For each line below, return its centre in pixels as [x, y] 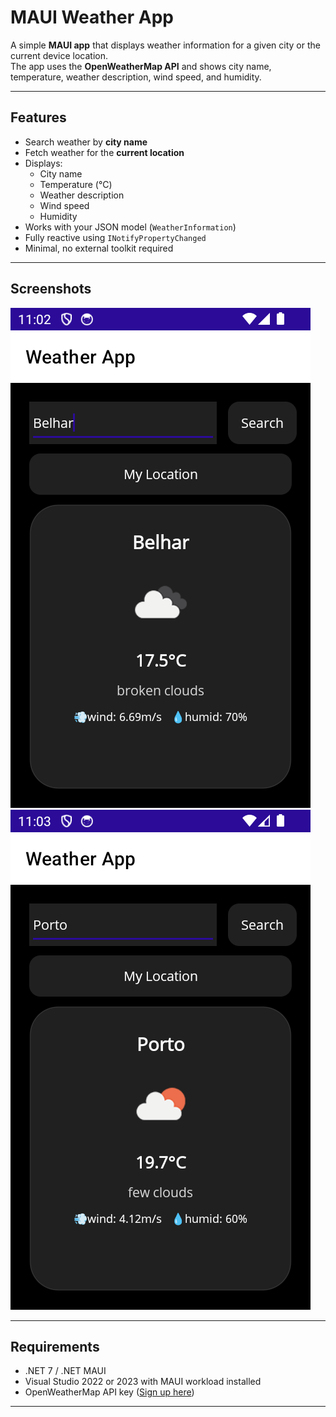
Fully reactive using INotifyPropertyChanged [115, 237]
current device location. [59, 55]
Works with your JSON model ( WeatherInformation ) [130, 227]
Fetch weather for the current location [104, 152]
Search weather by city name [86, 142]
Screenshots [51, 289]
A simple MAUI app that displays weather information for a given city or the [165, 45]
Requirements [55, 1346]
